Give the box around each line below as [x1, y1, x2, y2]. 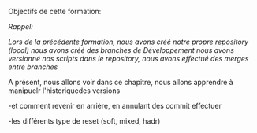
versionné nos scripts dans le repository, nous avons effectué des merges [8, 54, 249, 63]
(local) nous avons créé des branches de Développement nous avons [8, 46, 235, 54]
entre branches [8, 62, 58, 72]
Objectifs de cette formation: [8, 7, 102, 16]
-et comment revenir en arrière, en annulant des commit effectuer [8, 102, 222, 110]
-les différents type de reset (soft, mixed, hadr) [8, 116, 161, 125]
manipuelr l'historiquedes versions [8, 86, 121, 95]
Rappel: [8, 22, 34, 31]
